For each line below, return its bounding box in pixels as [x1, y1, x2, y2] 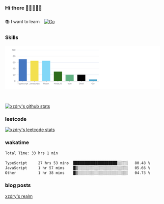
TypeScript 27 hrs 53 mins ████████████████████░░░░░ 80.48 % [5, 161, 151, 166]
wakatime [5, 139, 29, 146]
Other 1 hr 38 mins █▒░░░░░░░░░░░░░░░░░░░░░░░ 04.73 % [5, 170, 151, 175]
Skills [5, 34, 19, 41]
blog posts [5, 182, 31, 189]
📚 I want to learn [5, 19, 40, 25]
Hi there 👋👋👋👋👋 [5, 4, 43, 11]
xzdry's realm [5, 193, 33, 199]
